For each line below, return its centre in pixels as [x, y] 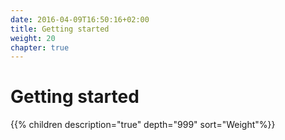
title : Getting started [60, 29]
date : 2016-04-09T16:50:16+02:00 [80, 19]
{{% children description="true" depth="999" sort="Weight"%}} [143, 125]
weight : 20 [33, 38]
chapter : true [40, 47]
